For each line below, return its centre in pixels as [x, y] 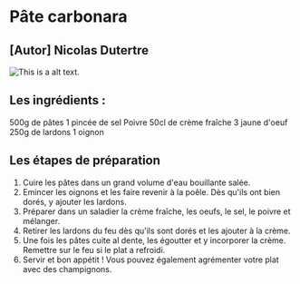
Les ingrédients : [58, 100]
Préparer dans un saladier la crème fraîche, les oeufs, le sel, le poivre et [157, 211]
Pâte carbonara [68, 17]
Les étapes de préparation [85, 161]
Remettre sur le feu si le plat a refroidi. [94, 250]
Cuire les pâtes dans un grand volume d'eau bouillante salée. [136, 182]
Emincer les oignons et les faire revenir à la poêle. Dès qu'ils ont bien [151, 191]
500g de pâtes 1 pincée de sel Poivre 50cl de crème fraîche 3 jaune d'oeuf [149, 122]
